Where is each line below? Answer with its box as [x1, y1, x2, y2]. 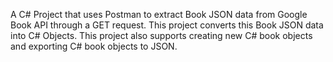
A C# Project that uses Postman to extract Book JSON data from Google [10, 9, 308, 20]
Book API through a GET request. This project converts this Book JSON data [10, 19, 324, 31]
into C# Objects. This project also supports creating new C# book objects [10, 30, 313, 41]
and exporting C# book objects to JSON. [10, 40, 178, 52]
